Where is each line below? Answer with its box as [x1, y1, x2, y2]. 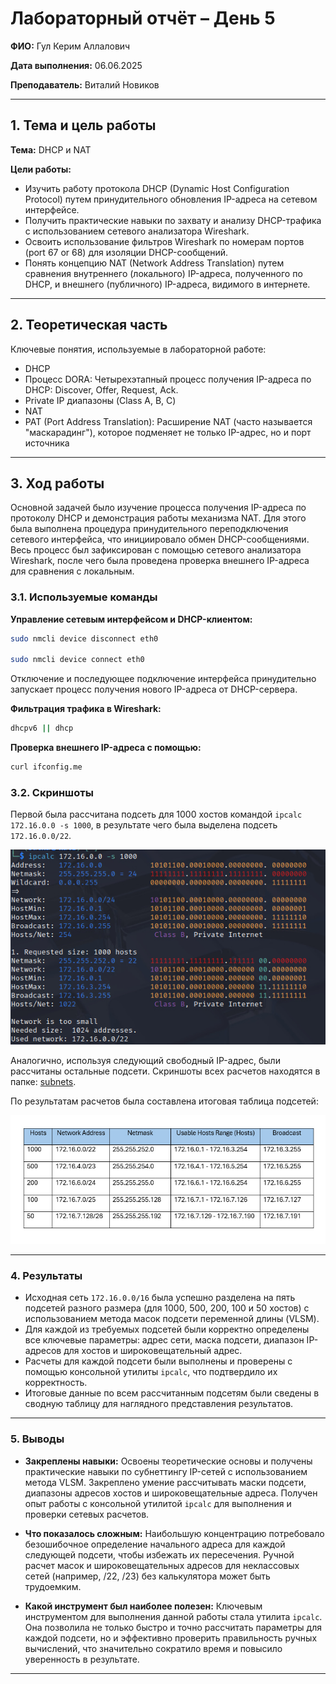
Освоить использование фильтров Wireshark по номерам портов [24, 235, 305, 247]
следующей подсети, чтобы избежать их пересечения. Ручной [24, 1548, 295, 1561]
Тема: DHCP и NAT [10, 143, 92, 156]
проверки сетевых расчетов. [24, 1508, 150, 1520]
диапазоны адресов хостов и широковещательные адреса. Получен [24, 1487, 318, 1499]
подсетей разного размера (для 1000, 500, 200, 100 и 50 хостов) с [24, 1302, 310, 1314]
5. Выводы [10, 1432, 65, 1446]
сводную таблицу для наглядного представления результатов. [24, 1398, 294, 1410]
